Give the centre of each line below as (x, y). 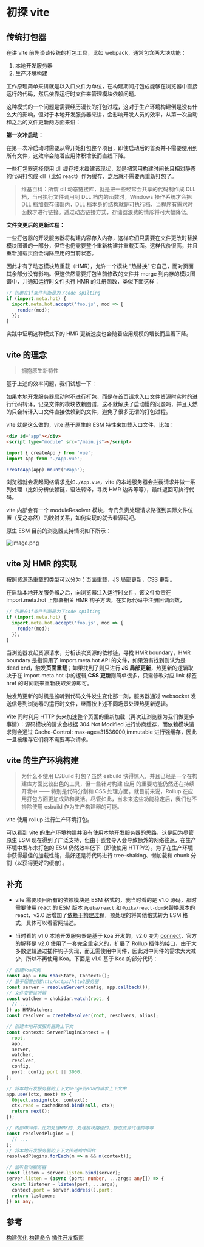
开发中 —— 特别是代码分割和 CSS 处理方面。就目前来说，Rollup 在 (104, 791)
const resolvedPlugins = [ (40, 1134)
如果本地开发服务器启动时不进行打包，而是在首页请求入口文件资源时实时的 (99, 396)
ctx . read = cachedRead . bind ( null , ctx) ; (63, 1106)
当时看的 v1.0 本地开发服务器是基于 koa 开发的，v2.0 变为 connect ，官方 (106, 936)
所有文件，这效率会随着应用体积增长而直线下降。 (67, 155)
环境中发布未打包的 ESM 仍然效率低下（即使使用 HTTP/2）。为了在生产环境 (100, 848)
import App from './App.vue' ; (45, 459)
